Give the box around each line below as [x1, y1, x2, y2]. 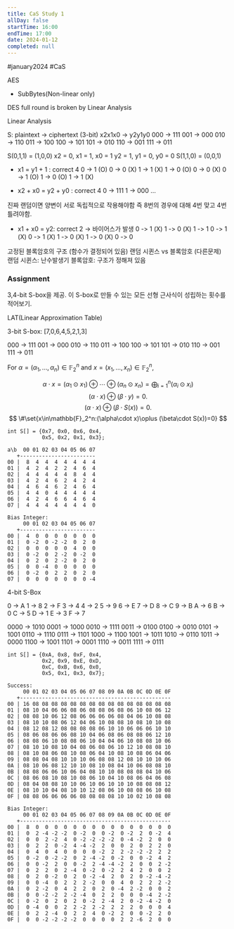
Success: [7, 682, 33, 690]
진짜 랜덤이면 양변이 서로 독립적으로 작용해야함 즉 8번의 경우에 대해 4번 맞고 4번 [7, 201, 227, 209]
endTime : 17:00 [7, 30, 52, 37]
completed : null [7, 43, 55, 50]
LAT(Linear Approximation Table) [7, 314, 103, 322]
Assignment [7, 274, 51, 284]
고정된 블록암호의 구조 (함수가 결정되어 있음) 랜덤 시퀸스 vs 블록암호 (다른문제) [7, 247, 222, 255]
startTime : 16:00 [7, 23, 58, 30]
